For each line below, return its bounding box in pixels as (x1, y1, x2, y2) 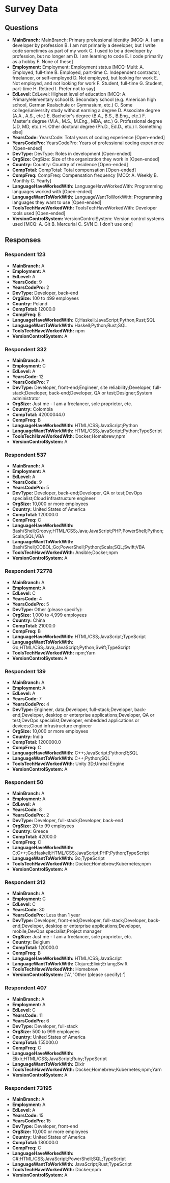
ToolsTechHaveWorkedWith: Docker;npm (12, 1167, 101, 1173)
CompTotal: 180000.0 (12, 1140, 59, 1146)
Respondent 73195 (5, 1084, 52, 1091)
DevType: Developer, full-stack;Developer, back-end (12, 818, 123, 824)
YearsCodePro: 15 (12, 1118, 51, 1124)
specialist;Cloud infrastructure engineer (12, 495, 96, 502)
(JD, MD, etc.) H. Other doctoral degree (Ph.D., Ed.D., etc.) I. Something (12, 123, 162, 129)
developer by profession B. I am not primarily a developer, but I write (12, 42, 156, 48)
